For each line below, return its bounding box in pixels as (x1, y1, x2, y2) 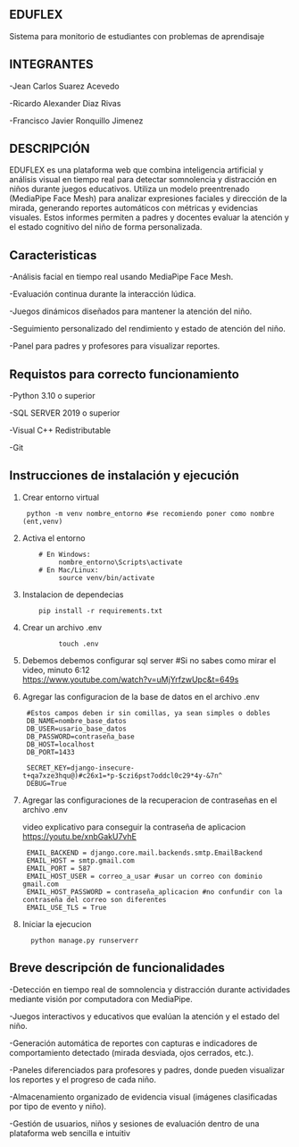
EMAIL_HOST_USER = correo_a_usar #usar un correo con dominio (26, 872, 263, 881)
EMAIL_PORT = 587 (26, 864, 91, 873)
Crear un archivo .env (21, 621, 103, 633)
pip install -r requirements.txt (38, 606, 163, 615)
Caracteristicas (9, 248, 97, 263)
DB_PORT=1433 (26, 747, 75, 756)
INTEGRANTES (9, 57, 94, 72)
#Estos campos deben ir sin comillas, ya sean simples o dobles (26, 708, 270, 718)
